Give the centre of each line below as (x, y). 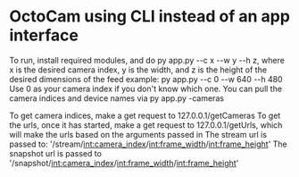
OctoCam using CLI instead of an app (149, 17)
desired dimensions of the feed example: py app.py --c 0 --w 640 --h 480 (146, 79)
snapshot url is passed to (56, 153)
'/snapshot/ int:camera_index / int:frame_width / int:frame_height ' (124, 163)
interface (44, 35)
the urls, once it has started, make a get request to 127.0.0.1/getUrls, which (146, 125)
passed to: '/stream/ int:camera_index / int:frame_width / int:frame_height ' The (148, 144)
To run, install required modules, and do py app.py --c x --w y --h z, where (147, 60)
